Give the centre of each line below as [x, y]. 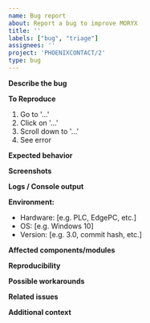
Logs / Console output [46, 186]
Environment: [31, 202]
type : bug [25, 61]
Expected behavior [41, 155]
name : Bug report [37, 16]
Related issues [33, 297]
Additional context [40, 312]
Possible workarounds [47, 281]
